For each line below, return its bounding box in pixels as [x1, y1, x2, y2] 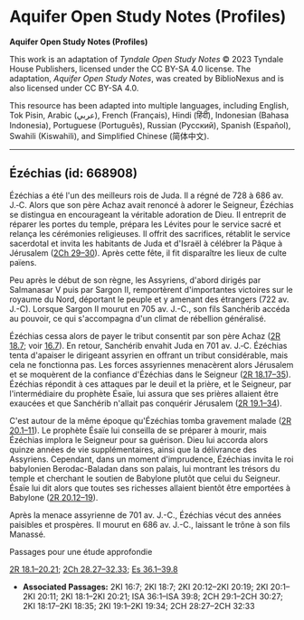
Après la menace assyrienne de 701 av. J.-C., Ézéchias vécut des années [9, 509, 282, 521]
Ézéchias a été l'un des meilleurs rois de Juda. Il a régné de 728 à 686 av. [9, 190, 284, 201]
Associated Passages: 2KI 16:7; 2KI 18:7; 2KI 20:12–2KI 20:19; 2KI [22, 581, 269, 592]
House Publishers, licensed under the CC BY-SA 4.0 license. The [9, 63, 252, 74]
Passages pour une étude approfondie [9, 546, 153, 557]
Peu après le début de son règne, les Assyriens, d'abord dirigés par [9, 274, 261, 286]
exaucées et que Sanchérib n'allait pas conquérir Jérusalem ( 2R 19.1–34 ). [9, 398, 282, 409]
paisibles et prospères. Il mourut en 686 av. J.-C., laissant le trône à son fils [9, 519, 291, 530]
